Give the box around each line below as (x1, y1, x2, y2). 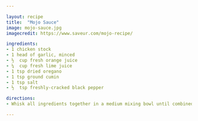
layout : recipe (6, 14, 44, 19)
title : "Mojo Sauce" (6, 19, 60, 25)
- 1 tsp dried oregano (6, 68, 62, 74)
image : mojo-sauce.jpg (6, 25, 62, 31)
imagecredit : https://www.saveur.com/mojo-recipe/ (6, 30, 133, 36)
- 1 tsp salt (6, 79, 38, 86)
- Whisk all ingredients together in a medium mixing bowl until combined (6, 101, 194, 107)
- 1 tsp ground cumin (6, 74, 60, 80)
